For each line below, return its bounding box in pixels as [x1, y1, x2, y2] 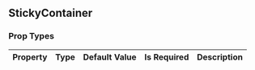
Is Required [144, 51, 189, 63]
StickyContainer [8, 6, 93, 20]
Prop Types [8, 31, 55, 42]
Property [12, 51, 48, 63]
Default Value [83, 51, 137, 63]
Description [197, 51, 243, 63]
